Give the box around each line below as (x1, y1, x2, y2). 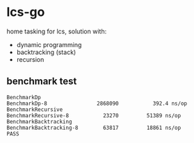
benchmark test (6, 76, 77, 87)
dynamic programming (16, 40, 82, 49)
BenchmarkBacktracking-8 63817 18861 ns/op (6, 124, 181, 131)
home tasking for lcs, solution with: (6, 27, 107, 35)
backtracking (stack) (16, 48, 76, 56)
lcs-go (6, 4, 45, 20)
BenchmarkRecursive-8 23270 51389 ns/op (6, 112, 181, 119)
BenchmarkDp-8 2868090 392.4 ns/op (6, 100, 188, 107)
